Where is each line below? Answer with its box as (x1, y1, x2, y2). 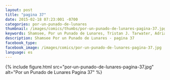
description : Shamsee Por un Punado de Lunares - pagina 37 (5, 36, 135, 41)
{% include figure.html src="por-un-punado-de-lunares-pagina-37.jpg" (5, 64, 154, 70)
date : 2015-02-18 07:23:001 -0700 (5, 17, 78, 22)
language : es (5, 50, 33, 55)
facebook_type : (5, 41, 37, 46)
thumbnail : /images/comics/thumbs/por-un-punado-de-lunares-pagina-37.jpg (5, 26, 166, 31)
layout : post (5, 7, 33, 13)
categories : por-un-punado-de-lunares (5, 21, 87, 27)
